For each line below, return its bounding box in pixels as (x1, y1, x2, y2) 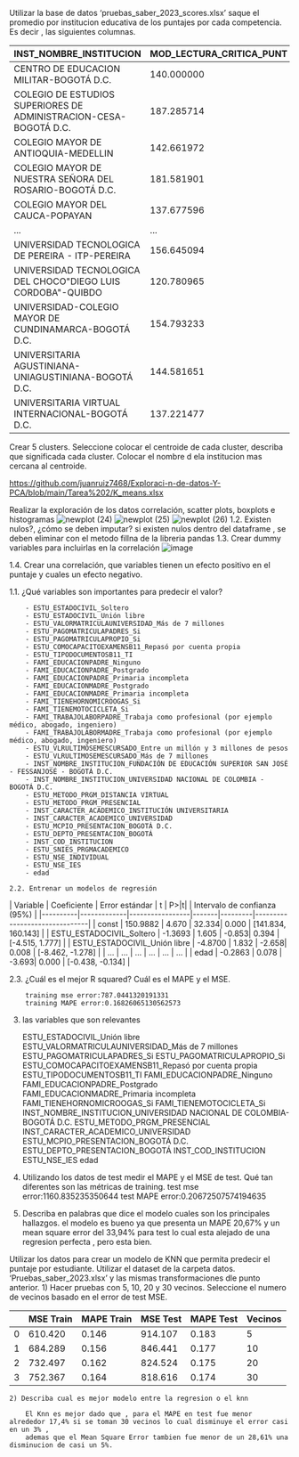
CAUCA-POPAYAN (13, 209, 93, 222)
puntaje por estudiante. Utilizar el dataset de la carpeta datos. (9, 1264, 236, 1274)
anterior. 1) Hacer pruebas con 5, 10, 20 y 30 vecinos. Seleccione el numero (9, 1282, 287, 1292)
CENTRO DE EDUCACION (13, 62, 121, 75)
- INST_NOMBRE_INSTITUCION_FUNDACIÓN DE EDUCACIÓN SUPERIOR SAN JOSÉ (25, 760, 289, 769)
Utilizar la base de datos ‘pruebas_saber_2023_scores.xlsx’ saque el (9, 8, 260, 18)
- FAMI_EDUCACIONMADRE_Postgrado (25, 681, 149, 690)
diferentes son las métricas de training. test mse (21, 1182, 199, 1192)
